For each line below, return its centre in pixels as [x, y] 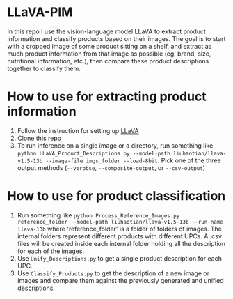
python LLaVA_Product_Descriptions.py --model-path [94, 153]
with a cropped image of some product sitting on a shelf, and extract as [110, 46]
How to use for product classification [116, 196]
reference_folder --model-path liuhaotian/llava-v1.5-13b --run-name [120, 222]
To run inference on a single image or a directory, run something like [115, 145]
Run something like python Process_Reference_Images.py [98, 215]
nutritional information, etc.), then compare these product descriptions [108, 61]
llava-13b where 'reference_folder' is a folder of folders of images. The [120, 229]
